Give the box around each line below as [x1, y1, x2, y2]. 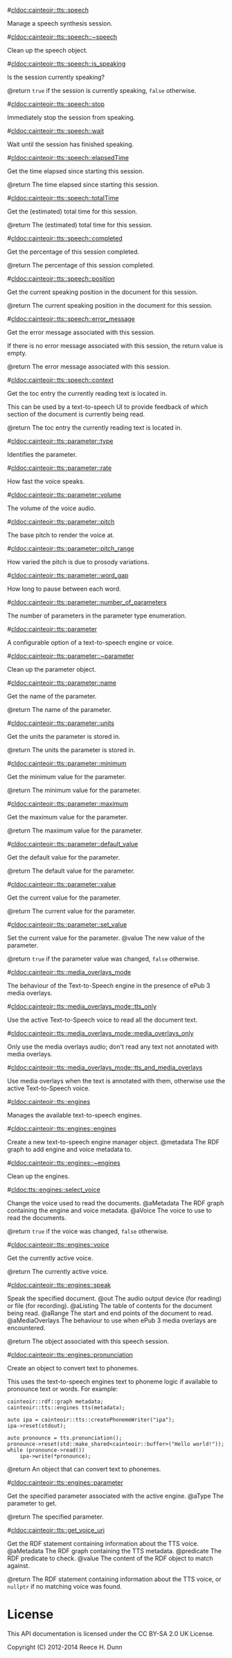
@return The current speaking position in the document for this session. [7, 302, 213, 309]
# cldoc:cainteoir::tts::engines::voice [7, 1241, 109, 1248]
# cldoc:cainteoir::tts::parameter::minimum [7, 759, 127, 767]
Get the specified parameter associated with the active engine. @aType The [7, 1492, 224, 1500]
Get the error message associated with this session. [7, 329, 156, 336]
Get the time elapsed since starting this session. [7, 167, 144, 175]
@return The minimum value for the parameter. [7, 786, 141, 794]
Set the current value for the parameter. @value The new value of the [7, 934, 206, 942]
